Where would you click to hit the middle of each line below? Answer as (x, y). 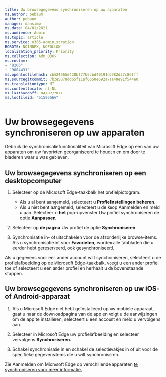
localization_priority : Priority (40, 51)
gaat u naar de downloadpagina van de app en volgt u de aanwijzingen (85, 314)
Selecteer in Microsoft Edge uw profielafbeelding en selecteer (76, 334)
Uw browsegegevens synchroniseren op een (76, 173)
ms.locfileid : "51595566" (32, 97)
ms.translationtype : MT (30, 84)
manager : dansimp (23, 24)
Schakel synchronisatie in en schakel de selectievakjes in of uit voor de (85, 349)
